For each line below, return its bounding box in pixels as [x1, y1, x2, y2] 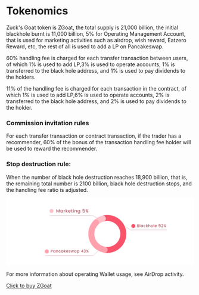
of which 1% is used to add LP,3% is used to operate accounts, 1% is [6, 61, 175, 68]
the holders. [6, 73, 36, 80]
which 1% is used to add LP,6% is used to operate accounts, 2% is [6, 91, 170, 98]
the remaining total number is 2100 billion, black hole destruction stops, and [6, 180, 192, 187]
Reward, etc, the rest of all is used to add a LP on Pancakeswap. [6, 43, 164, 50]
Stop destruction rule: [6, 160, 71, 168]
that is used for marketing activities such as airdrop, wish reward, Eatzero [6, 36, 186, 44]
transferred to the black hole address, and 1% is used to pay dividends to [6, 67, 186, 74]
